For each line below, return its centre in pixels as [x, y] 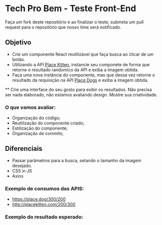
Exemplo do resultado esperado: [44, 217]
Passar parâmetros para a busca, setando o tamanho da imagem [77, 160]
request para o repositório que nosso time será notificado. [63, 27]
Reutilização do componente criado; [48, 123]
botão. [18, 59]
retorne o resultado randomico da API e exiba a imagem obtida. [75, 70]
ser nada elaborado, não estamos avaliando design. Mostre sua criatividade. [81, 94]
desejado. [22, 166]
